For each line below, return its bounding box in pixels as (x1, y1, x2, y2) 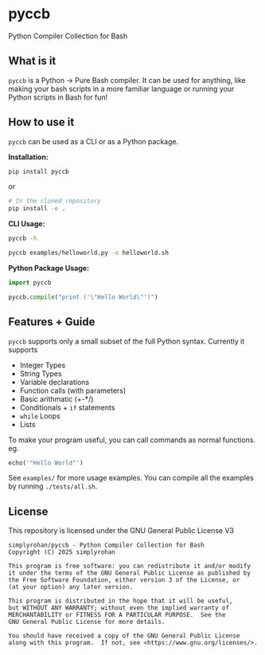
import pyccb (8, 278, 52, 287)
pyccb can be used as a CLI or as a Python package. (8, 136, 179, 146)
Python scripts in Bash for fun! (8, 92, 108, 102)
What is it (8, 54, 57, 68)
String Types (19, 368, 62, 378)
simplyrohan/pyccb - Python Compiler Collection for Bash (8, 541, 205, 550)
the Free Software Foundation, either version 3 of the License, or (8, 576, 240, 584)
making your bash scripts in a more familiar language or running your (8, 84, 235, 93)
